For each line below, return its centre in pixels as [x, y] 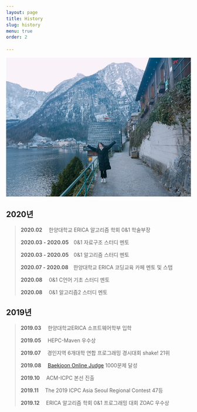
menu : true [19, 31]
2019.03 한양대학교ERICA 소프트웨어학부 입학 [76, 328]
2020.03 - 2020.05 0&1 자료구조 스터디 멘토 [75, 242]
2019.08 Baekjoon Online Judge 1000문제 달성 [79, 365]
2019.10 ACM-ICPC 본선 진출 [57, 378]
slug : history [23, 25]
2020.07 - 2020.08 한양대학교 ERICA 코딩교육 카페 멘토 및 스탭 [96, 267]
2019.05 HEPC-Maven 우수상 [58, 340]
